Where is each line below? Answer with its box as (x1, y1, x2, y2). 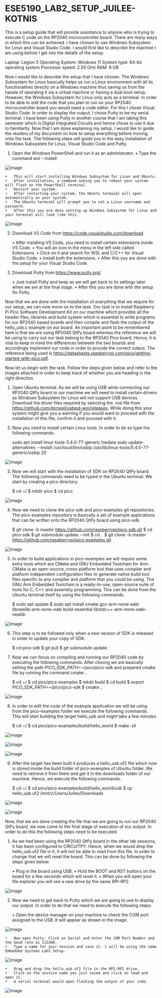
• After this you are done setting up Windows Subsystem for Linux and (5, 208, 157, 213)
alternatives (12, 444, 36, 450)
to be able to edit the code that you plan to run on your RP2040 (5, 99, 132, 105)
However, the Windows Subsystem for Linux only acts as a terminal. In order (5, 94, 157, 100)
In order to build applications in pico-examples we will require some (12, 556, 147, 562)
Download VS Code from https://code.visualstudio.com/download (12, 230, 144, 236)
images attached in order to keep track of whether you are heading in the (5, 370, 151, 376)
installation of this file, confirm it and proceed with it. (12, 415, 117, 421)
